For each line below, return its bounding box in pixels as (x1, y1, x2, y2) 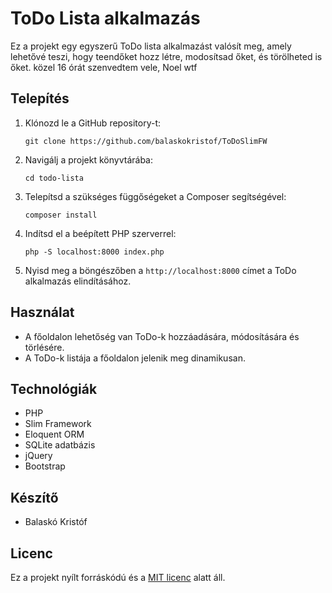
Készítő (10, 489, 59, 506)
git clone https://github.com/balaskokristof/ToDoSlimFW (24, 136, 268, 146)
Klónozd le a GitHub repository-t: (24, 117, 162, 129)
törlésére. (24, 341, 65, 353)
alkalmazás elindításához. (24, 275, 132, 287)
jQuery (24, 450, 53, 462)
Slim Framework (24, 418, 92, 430)
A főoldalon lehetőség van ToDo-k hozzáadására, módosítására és (24, 330, 300, 342)
